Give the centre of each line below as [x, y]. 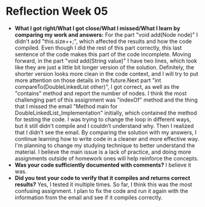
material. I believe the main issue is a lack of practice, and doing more [103, 152]
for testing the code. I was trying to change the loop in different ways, [103, 119]
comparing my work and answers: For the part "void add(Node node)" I [106, 34]
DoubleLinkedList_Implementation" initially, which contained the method [106, 113]
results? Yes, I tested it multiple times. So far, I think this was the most [103, 184]
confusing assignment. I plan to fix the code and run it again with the [101, 190]
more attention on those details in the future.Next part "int [88, 80]
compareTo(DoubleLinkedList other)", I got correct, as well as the [97, 86]
